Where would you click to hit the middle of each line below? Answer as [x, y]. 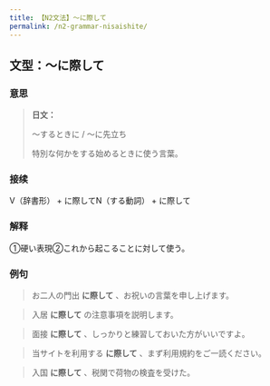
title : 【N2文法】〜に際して [58, 18]
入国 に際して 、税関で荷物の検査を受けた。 [113, 372]
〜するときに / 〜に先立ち [79, 134]
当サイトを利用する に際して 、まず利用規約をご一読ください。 [149, 353]
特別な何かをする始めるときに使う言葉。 [107, 153]
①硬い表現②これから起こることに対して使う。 [100, 248]
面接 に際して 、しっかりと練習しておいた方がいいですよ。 [141, 334]
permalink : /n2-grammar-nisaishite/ [78, 26]
